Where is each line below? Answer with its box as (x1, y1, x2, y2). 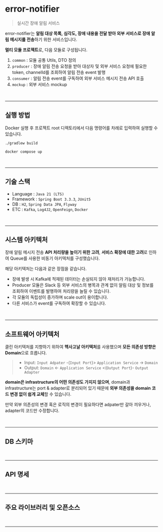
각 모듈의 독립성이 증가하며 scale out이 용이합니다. (12, 294, 108, 300)
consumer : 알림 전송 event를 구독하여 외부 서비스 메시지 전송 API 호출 (12, 75, 144, 81)
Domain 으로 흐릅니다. (5, 350, 47, 356)
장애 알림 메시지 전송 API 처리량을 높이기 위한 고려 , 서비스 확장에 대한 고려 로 (5, 249, 148, 255)
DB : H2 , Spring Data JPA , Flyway (12, 201, 77, 207)
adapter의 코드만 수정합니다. (5, 408, 60, 414)
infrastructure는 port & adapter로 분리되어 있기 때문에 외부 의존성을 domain (5, 385, 151, 391)
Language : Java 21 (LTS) (12, 191, 65, 196)
